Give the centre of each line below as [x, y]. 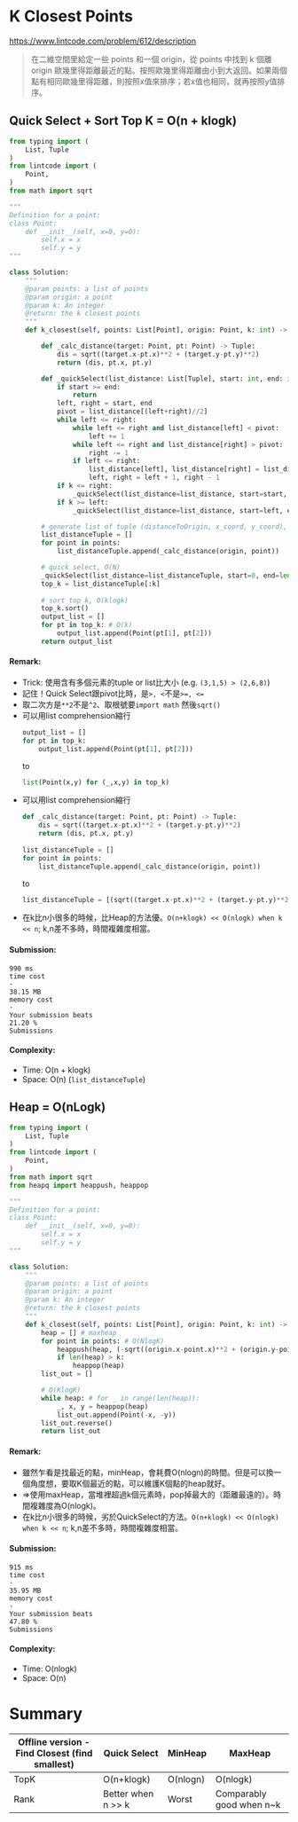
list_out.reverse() [77, 1423]
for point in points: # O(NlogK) [103, 1341]
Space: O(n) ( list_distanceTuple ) [84, 1079]
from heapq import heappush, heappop [79, 1185]
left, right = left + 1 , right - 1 [154, 478]
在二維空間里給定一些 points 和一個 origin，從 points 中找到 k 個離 [151, 59]
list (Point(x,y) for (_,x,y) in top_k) [96, 782]
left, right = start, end [104, 404]
